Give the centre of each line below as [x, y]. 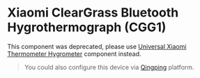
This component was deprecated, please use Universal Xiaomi [97, 46]
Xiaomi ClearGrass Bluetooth [93, 13]
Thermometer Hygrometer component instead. [74, 54]
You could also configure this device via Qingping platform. [109, 67]
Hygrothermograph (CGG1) [87, 27]
